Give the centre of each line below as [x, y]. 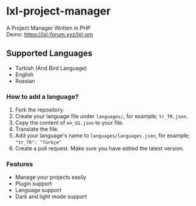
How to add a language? [42, 96]
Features [20, 164]
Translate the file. [37, 129]
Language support [38, 190]
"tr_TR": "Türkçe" [38, 143]
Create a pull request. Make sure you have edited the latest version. [100, 148]
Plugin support [33, 184]
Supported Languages [49, 54]
